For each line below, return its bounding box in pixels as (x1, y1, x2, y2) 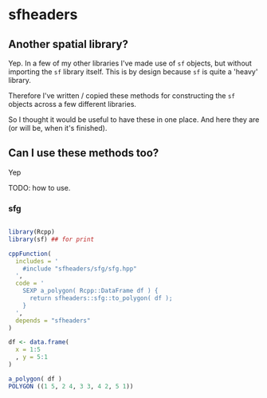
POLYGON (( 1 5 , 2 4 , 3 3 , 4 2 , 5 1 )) (8, 382, 134, 390)
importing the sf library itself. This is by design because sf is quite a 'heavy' (8, 67, 258, 77)
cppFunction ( (8, 250, 52, 258)
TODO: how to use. (8, 183, 71, 192)
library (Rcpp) (8, 228, 56, 236)
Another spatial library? (8, 37, 129, 51)
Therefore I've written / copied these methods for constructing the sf (8, 91, 235, 100)
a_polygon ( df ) (8, 375, 62, 383)
